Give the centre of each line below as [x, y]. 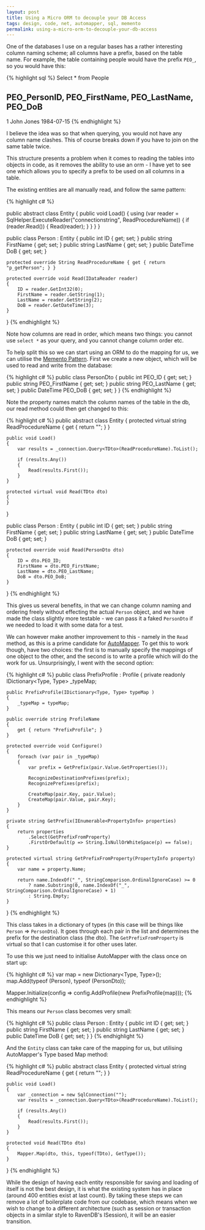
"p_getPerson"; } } [31, 268]
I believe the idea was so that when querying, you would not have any [94, 134]
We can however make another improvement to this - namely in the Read [97, 637]
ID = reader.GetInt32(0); [50, 289]
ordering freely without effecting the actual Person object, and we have [95, 612]
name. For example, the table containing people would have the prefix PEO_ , [102, 59]
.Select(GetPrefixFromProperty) [70, 837]
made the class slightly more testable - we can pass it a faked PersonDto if [100, 619]
